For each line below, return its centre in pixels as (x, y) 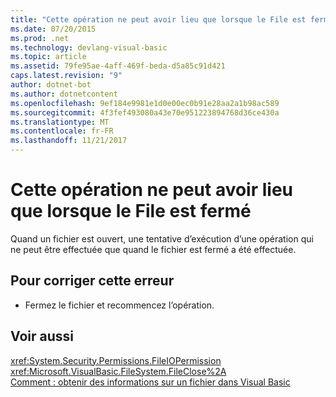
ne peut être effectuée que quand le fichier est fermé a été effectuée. (153, 249)
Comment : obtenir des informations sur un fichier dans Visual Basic (150, 382)
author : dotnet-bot (51, 85)
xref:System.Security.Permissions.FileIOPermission (116, 360)
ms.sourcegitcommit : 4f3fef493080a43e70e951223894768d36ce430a (145, 112)
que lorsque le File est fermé (131, 211)
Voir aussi (42, 336)
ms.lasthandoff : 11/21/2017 (69, 141)
